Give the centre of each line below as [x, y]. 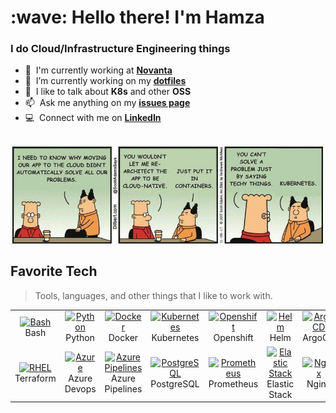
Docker [123, 338]
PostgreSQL [175, 383]
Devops [80, 389]
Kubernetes [175, 338]
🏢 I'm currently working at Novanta [98, 70]
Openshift [233, 338]
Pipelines [123, 389]
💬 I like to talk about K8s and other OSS [108, 92]
